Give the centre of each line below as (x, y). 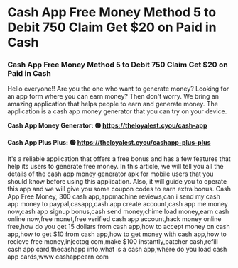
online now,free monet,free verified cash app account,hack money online (114, 219)
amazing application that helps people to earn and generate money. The (113, 104)
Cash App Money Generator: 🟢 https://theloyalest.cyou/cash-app (107, 125)
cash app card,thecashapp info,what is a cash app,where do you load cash (117, 250)
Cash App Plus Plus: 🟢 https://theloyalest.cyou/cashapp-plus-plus (109, 143)
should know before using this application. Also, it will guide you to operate (117, 182)
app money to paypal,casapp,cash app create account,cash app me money (118, 204)
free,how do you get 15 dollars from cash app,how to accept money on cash (119, 227)
